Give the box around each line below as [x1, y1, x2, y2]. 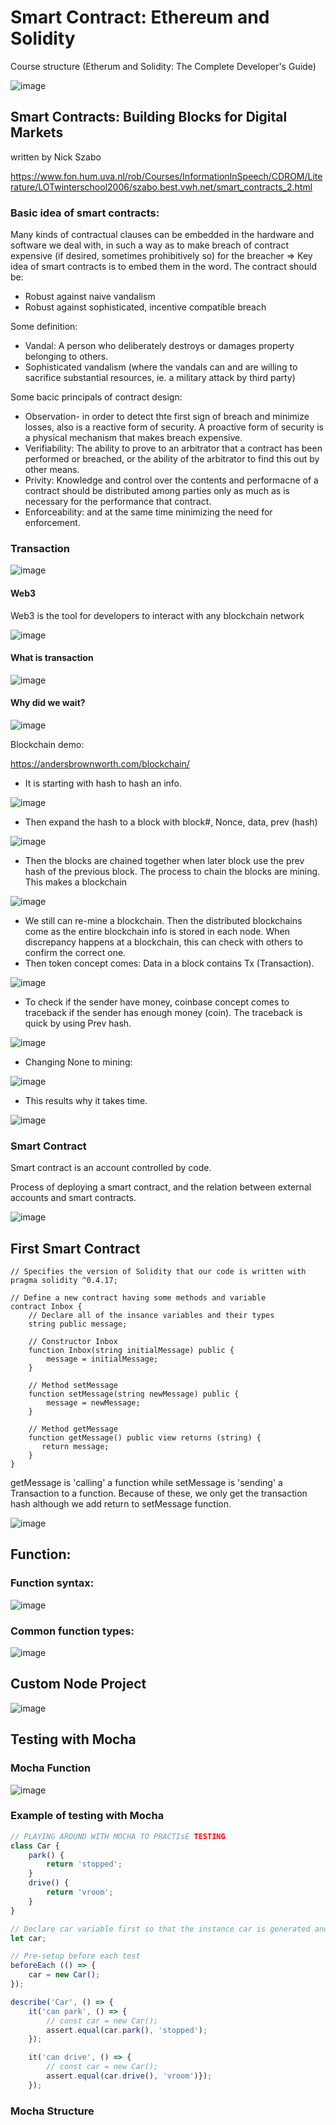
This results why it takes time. [24, 1094, 148, 1106]
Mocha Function [10, 1761, 92, 1775]
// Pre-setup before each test [10, 1951, 141, 1961]
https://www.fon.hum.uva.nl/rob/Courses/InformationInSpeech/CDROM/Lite [10, 170, 323, 182]
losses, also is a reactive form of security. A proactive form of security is [24, 421, 325, 433]
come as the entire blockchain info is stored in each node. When [24, 925, 290, 937]
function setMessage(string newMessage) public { [28, 1389, 240, 1400]
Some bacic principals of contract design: [10, 391, 183, 403]
